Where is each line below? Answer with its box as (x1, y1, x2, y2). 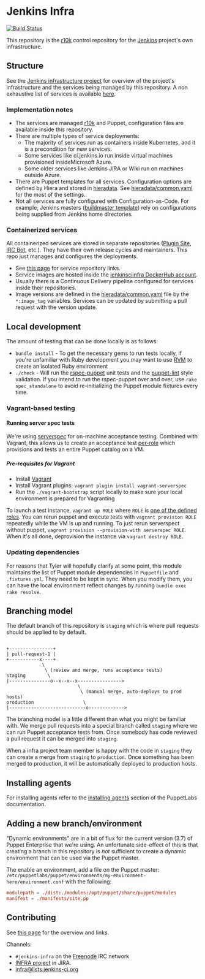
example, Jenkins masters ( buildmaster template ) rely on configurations (15, 204, 197, 211)
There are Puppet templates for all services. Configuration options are (15, 178, 192, 185)
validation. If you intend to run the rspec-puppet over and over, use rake (15, 376, 197, 383)
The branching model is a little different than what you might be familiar (6, 715, 187, 723)
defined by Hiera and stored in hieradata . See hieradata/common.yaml (15, 185, 193, 192)
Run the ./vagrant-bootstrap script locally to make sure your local (15, 489, 182, 496)
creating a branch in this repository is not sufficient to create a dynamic (6, 847, 187, 855)
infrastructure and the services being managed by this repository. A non (6, 83, 188, 91)
